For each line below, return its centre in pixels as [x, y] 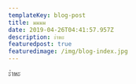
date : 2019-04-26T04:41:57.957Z [61, 30]
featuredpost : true [40, 44]
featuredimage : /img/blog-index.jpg [68, 51]
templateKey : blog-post [47, 15]
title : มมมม [27, 23]
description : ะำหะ [37, 37]
